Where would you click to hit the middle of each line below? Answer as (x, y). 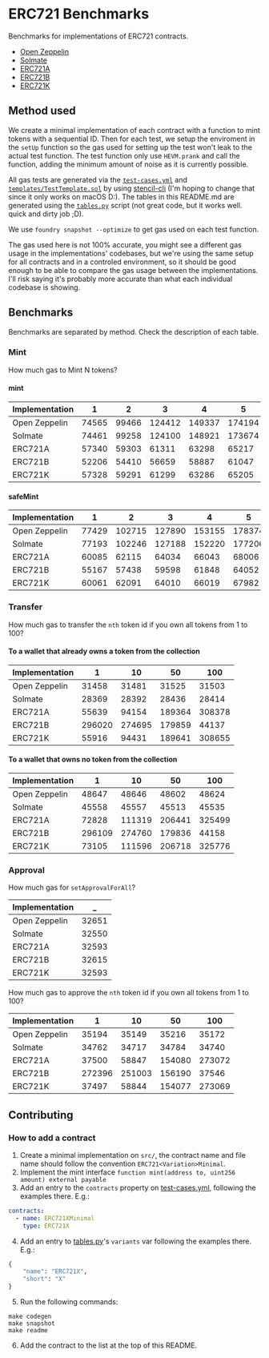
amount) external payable (63, 1179)
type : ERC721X (46, 1226)
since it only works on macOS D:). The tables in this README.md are (121, 196)
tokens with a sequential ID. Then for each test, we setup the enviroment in (132, 139)
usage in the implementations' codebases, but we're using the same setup (131, 253)
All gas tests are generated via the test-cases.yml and (98, 179)
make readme (28, 1331)
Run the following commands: (69, 1302)
